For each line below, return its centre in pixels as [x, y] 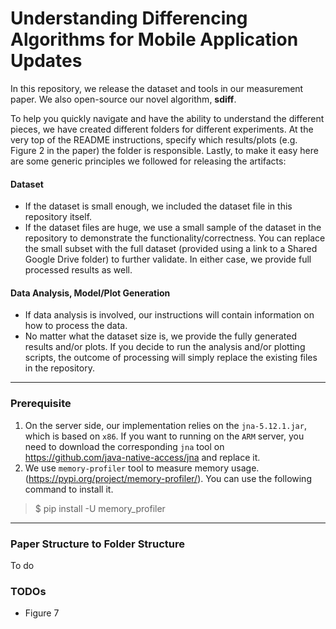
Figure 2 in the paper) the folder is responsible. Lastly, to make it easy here [164, 150]
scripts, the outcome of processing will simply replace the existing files [171, 358]
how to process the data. [76, 326]
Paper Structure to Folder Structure [98, 544]
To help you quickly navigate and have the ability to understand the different [167, 118]
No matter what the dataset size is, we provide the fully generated [160, 336]
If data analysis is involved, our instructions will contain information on [169, 315]
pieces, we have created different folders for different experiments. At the [162, 129]
